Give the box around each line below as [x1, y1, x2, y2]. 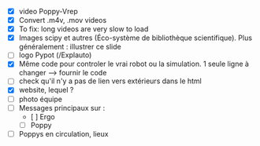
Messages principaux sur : [18, 103, 106, 112]
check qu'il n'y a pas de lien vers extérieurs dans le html [18, 76, 202, 86]
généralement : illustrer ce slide [18, 42, 121, 52]
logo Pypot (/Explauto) [18, 50, 92, 60]
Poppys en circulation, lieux [18, 129, 109, 138]
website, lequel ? [18, 86, 74, 95]
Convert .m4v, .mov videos [18, 16, 107, 25]
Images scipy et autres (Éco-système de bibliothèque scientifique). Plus [18, 33, 253, 42]
